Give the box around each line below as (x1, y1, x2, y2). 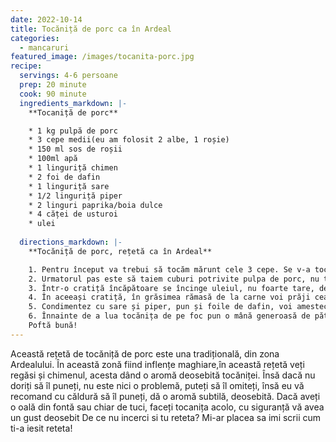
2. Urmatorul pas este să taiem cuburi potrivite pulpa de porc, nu (28, 274, 320, 284)
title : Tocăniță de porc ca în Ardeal (10, 24, 172, 34)
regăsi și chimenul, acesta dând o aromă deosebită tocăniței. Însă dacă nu (10, 369, 316, 381)
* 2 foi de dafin (28, 172, 101, 182)
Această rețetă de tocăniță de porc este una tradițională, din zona (10, 347, 280, 360)
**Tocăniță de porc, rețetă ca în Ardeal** (28, 246, 213, 256)
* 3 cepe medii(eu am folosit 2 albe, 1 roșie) (28, 135, 230, 145)
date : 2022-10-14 (10, 14, 83, 25)
